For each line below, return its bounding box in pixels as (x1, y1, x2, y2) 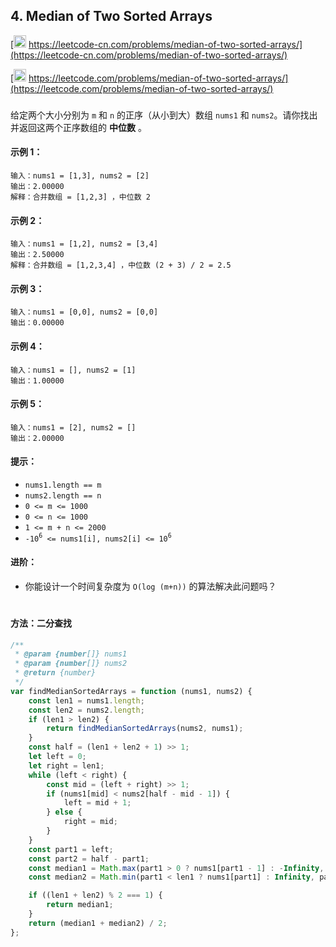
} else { (46, 807, 83, 818)
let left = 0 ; (28, 752, 87, 762)
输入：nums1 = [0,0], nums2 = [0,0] (10, 307, 159, 318)
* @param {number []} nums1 (14, 649, 128, 659)
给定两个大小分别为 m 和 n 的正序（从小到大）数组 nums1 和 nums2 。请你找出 (10, 109, 318, 121)
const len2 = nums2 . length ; (28, 705, 145, 715)
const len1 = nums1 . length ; (28, 695, 145, 706)
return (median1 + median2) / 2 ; (28, 918, 168, 928)
